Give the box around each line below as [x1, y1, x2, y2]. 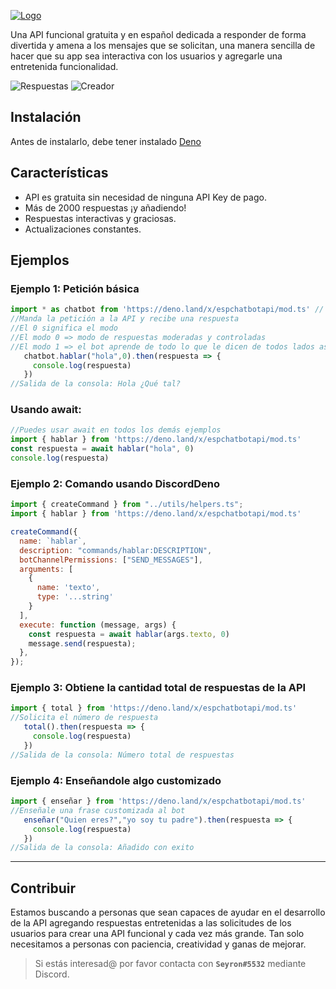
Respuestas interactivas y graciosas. [24, 212, 177, 224]
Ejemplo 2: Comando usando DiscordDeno [10, 476, 220, 490]
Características [10, 165, 109, 182]
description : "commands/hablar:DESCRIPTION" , [19, 545, 213, 555]
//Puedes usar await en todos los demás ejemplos [10, 425, 222, 435]
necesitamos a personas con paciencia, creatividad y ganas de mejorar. [10, 938, 307, 950]
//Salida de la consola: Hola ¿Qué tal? [10, 379, 182, 389]
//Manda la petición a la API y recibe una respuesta [10, 314, 240, 324]
